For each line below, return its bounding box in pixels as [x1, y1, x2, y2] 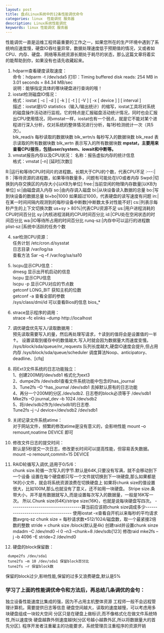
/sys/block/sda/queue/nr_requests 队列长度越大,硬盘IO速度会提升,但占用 [12, 343, 159, 349]
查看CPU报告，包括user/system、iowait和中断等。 [12, 146, 116, 152]
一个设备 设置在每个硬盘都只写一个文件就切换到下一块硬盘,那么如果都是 [12, 474, 156, 479]
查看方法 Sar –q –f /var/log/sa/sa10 [12, 252, 82, 258]
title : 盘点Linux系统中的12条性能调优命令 [5, 12, 83, 17]
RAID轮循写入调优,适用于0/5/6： [12, 461, 78, 467]
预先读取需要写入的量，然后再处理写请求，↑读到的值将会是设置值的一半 [12, 331, 157, 337]
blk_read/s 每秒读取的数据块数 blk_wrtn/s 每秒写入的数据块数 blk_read [12, 134, 153, 140]
